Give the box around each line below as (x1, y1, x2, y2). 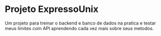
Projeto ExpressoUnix (5, 3, 99, 15)
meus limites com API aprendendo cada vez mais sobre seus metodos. (5, 25, 154, 31)
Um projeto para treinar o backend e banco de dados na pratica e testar (5, 20, 156, 26)
